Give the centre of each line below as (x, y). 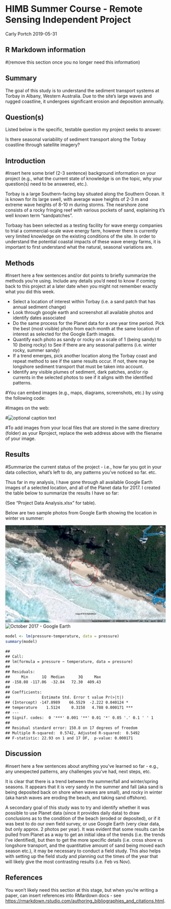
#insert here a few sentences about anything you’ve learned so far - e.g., (82, 766)
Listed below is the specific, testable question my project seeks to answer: (83, 129)
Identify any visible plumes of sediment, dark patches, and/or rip (80, 372)
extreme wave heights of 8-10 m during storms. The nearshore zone (77, 205)
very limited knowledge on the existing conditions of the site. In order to (81, 236)
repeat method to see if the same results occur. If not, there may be (83, 361)
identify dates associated (39, 318)
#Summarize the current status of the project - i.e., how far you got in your (83, 466)
